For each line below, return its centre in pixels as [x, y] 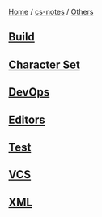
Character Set [45, 64]
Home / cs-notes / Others [51, 12]
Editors [27, 119]
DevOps [29, 92]
